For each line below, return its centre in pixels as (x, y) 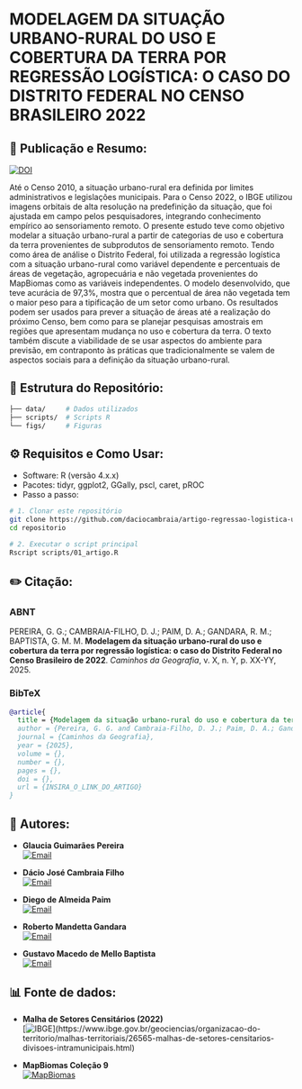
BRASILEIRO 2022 (78, 115)
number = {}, (42, 762)
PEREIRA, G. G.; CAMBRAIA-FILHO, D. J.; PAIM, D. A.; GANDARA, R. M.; (141, 632)
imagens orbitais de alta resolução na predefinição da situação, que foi (141, 206)
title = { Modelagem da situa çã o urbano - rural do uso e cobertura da (148, 720)
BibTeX (25, 693)
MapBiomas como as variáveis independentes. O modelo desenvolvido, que (150, 283)
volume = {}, (42, 754)
